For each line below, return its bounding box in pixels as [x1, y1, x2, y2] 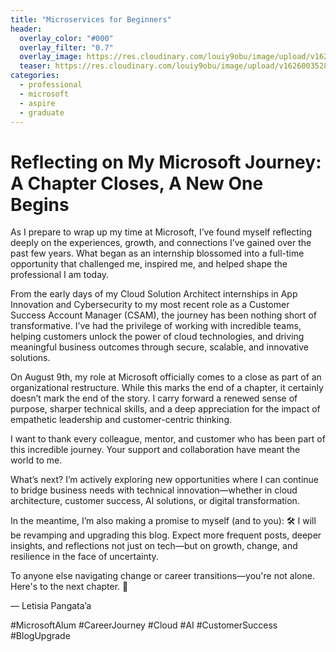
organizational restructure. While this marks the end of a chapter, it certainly [10, 382, 324, 394]
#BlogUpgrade [10, 630, 71, 642]
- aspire [19, 98, 56, 108]
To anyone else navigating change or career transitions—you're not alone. [10, 570, 315, 582]
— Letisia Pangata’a [10, 600, 92, 612]
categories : [10, 71, 60, 81]
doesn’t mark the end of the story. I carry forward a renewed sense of [10, 392, 298, 405]
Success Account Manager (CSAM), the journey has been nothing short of [10, 309, 317, 321]
